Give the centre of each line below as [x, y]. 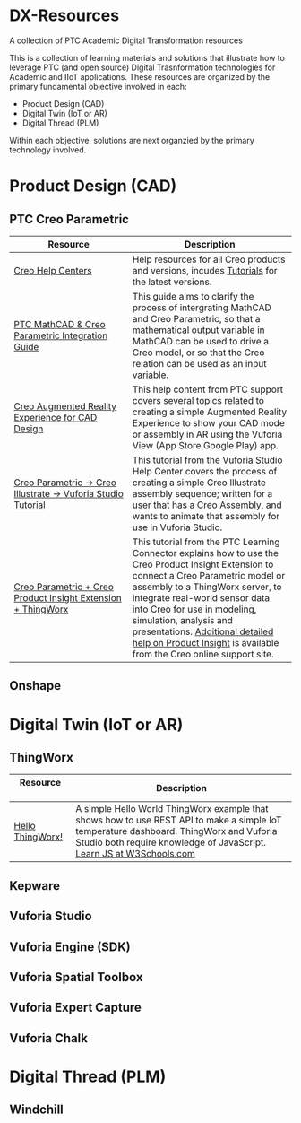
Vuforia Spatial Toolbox [76, 977]
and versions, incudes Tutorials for [205, 270]
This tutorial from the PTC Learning [206, 542]
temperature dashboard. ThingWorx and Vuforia [176, 831]
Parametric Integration [61, 335]
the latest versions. [172, 282]
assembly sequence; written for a [202, 493]
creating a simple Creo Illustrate [199, 483]
